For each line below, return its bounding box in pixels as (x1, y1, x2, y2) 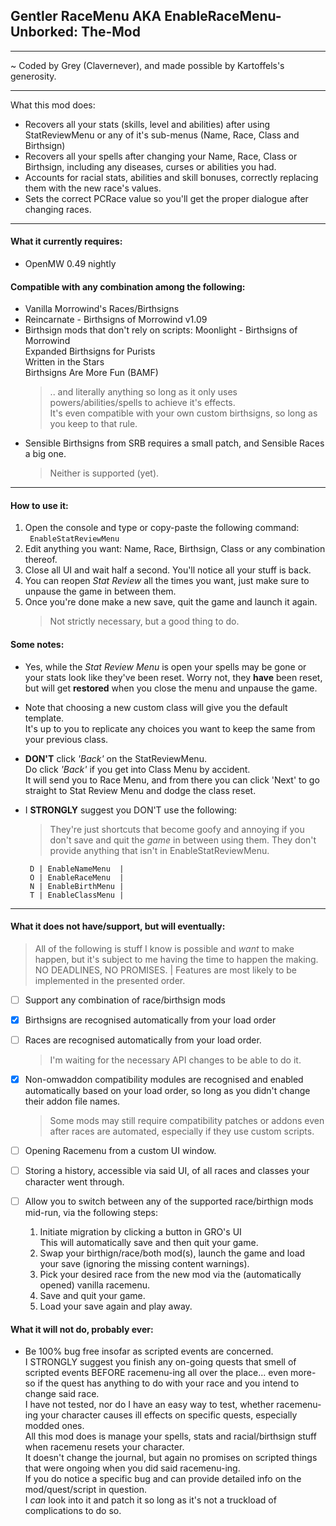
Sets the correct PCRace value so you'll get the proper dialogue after (24, 192, 309, 204)
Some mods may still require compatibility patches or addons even (49, 1115, 325, 1127)
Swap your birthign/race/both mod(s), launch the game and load (39, 1247, 306, 1259)
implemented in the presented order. (34, 974, 186, 986)
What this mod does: (10, 99, 96, 111)
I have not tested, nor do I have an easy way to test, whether (24, 1399, 275, 1411)
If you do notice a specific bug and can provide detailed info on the (24, 1473, 302, 1485)
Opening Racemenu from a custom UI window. (24, 1145, 217, 1157)
